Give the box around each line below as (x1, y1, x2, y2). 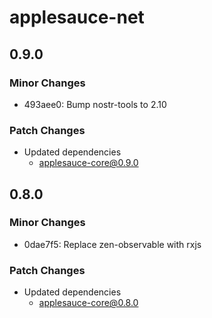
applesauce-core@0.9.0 (38, 157, 139, 169)
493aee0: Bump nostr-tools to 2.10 (23, 98, 167, 110)
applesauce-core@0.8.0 (38, 297, 139, 309)
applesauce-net (9, 6, 145, 29)
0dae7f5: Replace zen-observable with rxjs (23, 238, 202, 250)
